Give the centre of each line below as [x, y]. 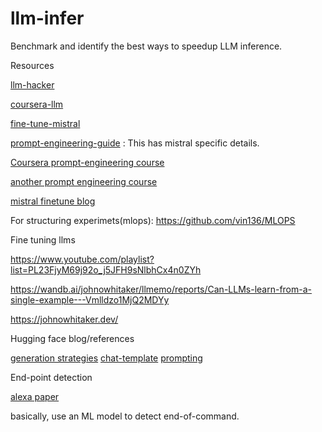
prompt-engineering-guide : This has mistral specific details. [135, 143]
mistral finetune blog [53, 201]
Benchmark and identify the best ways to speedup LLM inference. [146, 46]
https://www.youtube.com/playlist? [82, 259]
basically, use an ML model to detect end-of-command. [125, 416]
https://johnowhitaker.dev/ [64, 319]
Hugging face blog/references [72, 338]
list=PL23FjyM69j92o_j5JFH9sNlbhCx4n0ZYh [106, 269]
